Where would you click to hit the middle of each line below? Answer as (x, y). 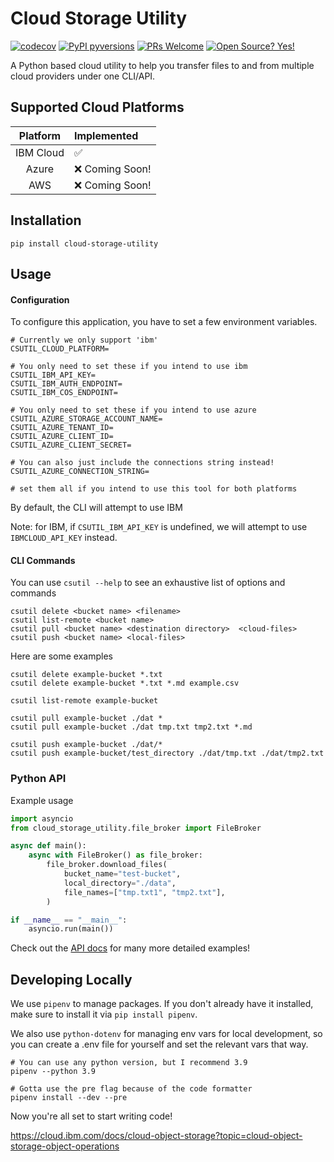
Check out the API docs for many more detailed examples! (130, 948)
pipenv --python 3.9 (53, 1072)
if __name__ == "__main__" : (69, 920)
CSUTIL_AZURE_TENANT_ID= (62, 428)
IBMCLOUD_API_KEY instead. (64, 538)
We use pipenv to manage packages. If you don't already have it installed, (162, 1004)
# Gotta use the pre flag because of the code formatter (131, 1089)
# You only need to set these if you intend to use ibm (129, 367)
